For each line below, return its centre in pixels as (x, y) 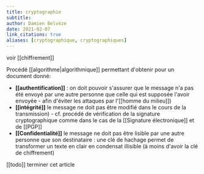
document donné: (29, 76)
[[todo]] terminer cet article (41, 165)
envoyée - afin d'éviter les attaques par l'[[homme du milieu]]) (93, 101)
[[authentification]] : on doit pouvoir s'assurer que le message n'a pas (104, 88)
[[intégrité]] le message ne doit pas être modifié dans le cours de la (100, 107)
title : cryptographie (34, 12)
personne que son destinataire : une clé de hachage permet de (94, 140)
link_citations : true (34, 35)
